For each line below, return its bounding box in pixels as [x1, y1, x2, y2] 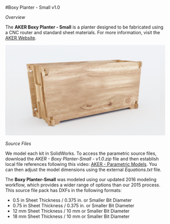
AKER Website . [5, 35, 37, 41]
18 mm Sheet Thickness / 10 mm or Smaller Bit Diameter [12, 213, 130, 219]
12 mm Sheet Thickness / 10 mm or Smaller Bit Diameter [12, 208, 130, 214]
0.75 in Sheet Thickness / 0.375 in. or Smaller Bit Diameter [12, 202, 134, 208]
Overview [5, 14, 25, 20]
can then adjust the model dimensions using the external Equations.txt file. [5, 166, 161, 173]
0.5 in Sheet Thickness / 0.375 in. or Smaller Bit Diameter [12, 197, 132, 203]
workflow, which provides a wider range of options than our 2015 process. [5, 182, 161, 188]
